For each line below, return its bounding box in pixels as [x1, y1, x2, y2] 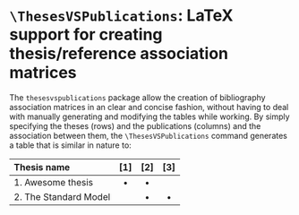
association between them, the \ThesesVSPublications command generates [9, 130, 288, 141]
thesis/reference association [9, 44, 229, 64]
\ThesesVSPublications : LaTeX [9, 5, 235, 26]
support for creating [9, 24, 163, 45]
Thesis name [13, 160, 71, 173]
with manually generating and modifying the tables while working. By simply [9, 111, 290, 122]
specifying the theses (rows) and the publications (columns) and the [9, 120, 261, 131]
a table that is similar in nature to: [9, 140, 132, 150]
